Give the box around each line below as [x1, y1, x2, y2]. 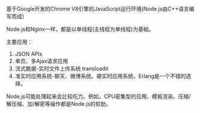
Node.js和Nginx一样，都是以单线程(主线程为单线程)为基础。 [6, 26, 154, 32]
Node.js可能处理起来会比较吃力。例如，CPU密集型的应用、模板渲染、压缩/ [6, 93, 191, 100]
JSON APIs [14, 50, 43, 57]
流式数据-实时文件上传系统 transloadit [14, 65, 109, 72]
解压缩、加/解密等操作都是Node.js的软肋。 [6, 100, 112, 107]
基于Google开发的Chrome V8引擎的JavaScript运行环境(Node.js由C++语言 [6, 5, 189, 12]
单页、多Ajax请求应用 [14, 58, 68, 64]
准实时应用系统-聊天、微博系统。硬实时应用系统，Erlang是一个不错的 [14, 73, 186, 79]
